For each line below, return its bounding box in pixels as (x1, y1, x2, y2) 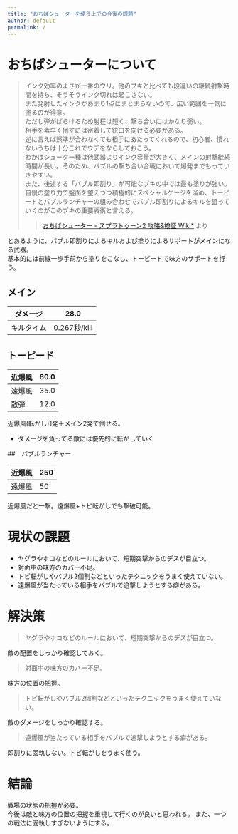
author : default (7, 17, 55, 24)
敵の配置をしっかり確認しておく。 (7, 648, 107, 657)
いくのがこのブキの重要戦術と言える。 (24, 206, 137, 215)
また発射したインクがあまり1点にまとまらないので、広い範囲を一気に (24, 99, 227, 108)
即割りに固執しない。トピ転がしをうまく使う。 (7, 748, 144, 756)
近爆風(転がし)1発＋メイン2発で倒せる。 (7, 418, 124, 428)
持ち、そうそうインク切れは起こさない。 (37, 91, 156, 99)
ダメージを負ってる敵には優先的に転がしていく (17, 434, 154, 443)
